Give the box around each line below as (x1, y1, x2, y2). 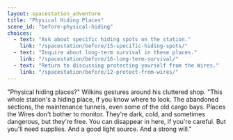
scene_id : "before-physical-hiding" (7, 23, 113, 30)
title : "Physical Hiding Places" (7, 17, 104, 24)
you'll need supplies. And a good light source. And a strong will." (7, 125, 193, 133)
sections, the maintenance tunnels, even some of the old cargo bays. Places (7, 102, 226, 111)
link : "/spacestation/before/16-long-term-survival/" (19, 56, 179, 63)
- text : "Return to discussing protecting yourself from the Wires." (13, 62, 219, 69)
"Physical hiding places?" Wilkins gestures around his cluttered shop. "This (7, 88, 223, 96)
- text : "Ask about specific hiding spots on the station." (13, 36, 191, 43)
